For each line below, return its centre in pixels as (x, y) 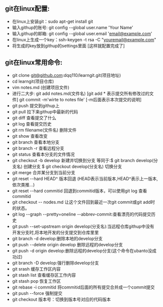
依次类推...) (23, 184)
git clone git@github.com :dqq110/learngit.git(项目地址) (66, 75)
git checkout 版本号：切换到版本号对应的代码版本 (61, 299)
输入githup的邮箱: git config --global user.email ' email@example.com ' (82, 34)
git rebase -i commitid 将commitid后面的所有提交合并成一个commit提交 (83, 287)
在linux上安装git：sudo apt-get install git (53, 21)
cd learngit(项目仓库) (33, 81)
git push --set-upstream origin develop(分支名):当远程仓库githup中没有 (83, 226)
